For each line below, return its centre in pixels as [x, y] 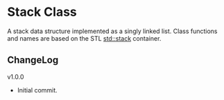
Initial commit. [37, 90]
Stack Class [42, 12]
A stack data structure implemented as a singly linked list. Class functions [112, 31]
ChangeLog [33, 60]
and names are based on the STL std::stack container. [84, 38]
